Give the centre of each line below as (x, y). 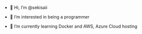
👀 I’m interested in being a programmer (50, 17)
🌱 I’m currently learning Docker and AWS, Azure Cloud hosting (73, 26)
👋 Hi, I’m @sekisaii (29, 8)
